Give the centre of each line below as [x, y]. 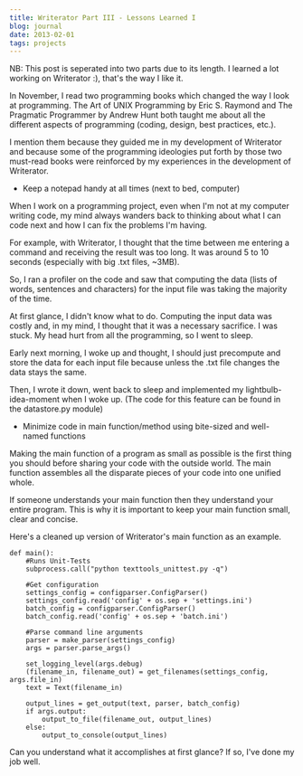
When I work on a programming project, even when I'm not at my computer [149, 206]
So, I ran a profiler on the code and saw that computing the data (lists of [143, 279]
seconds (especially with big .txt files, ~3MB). [95, 262]
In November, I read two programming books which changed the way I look [149, 96]
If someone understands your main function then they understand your [142, 500]
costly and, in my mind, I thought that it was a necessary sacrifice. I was [144, 326]
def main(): [32, 554]
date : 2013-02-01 [42, 34]
